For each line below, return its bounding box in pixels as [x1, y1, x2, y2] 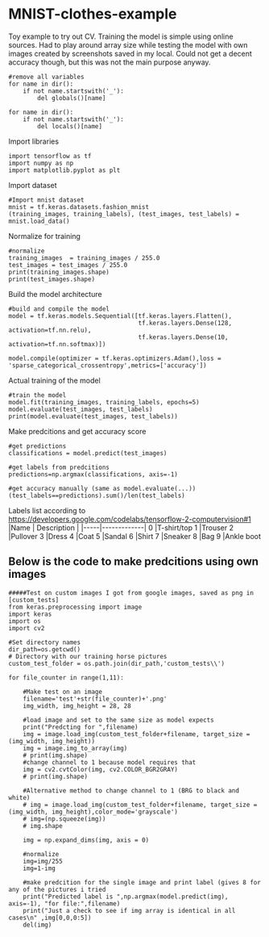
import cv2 [8, 624, 45, 632]
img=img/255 [23, 857, 63, 865]
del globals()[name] [37, 94, 106, 102]
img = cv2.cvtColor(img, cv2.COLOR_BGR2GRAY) [23, 765, 179, 773]
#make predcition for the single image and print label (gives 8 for [23, 878, 262, 886]
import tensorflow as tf [8, 152, 92, 160]
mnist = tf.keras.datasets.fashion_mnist [8, 203, 150, 211]
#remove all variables [8, 73, 85, 81]
